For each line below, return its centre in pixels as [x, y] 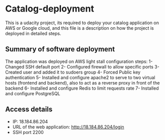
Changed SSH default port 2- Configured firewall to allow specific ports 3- [82, 66]
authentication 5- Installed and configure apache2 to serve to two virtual [80, 77]
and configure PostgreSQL [33, 93]
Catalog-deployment [50, 9]
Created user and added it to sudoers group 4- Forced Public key [73, 72]
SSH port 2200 [28, 132]
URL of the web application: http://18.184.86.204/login [68, 127]
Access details [29, 110]
